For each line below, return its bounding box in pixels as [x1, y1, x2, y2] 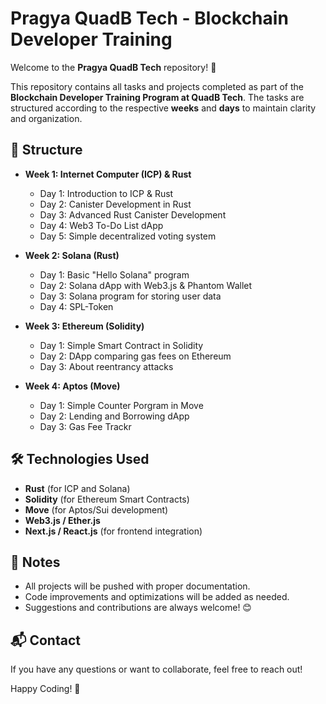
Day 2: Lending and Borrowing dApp [39, 410, 190, 422]
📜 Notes [10, 553, 61, 571]
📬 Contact [10, 632, 81, 649]
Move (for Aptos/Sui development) [24, 503, 169, 516]
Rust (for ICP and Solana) [24, 482, 131, 494]
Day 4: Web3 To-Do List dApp [39, 219, 164, 231]
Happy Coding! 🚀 [10, 683, 81, 695]
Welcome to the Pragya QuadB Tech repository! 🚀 [10, 61, 217, 73]
